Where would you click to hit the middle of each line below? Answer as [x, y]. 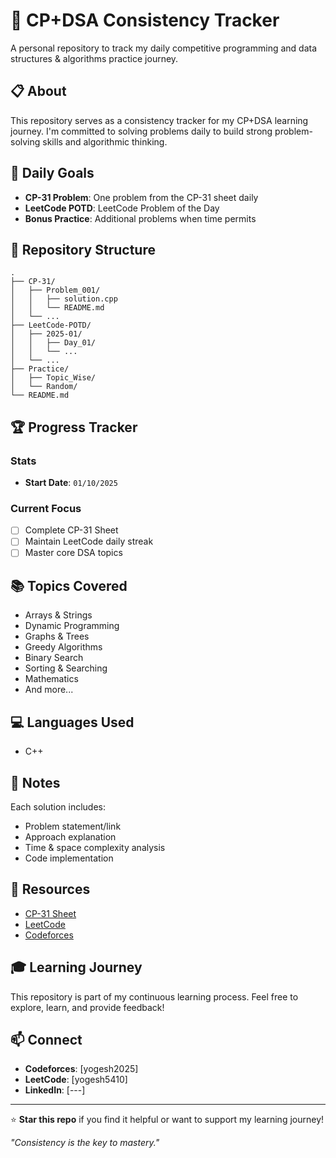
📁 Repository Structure [83, 249]
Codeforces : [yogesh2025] [81, 1069]
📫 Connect [46, 1040]
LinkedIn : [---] [55, 1090]
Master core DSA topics [73, 553]
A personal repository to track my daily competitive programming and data [164, 48]
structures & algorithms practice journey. [94, 58]
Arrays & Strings [58, 615]
